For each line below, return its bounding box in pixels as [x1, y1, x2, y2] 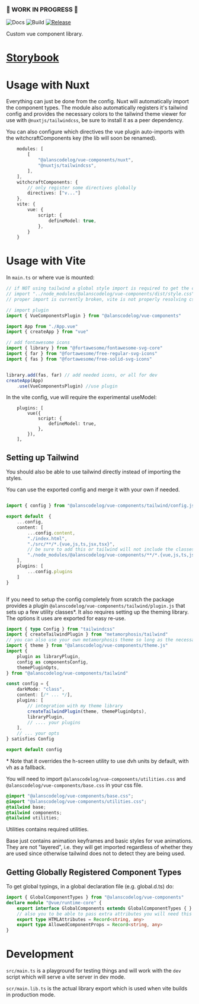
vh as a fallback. [6, 764, 46, 771]
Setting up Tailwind [6, 452, 79, 462]
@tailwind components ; [6, 809, 62, 815]
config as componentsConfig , [17, 659, 89, 665]
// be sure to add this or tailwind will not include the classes [27, 547, 195, 552]
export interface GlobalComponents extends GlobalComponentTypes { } [17, 905, 192, 911]
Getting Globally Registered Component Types [6, 867, 182, 877]
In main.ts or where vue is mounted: [6, 274, 95, 281]
